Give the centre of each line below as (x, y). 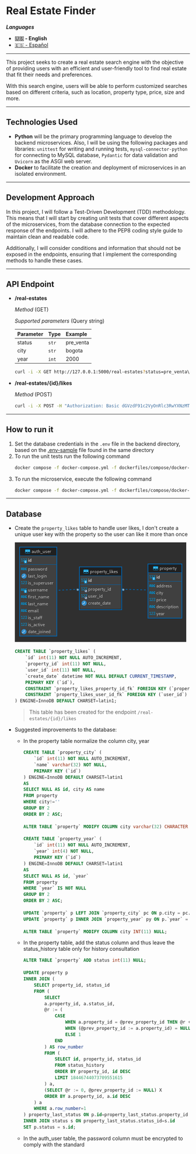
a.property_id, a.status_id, (80, 1004)
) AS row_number (64, 1047)
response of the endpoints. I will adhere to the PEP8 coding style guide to (94, 230)
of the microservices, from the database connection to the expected (88, 224)
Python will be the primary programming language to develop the (93, 136)
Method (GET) (32, 310)
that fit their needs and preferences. (49, 74)
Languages (20, 27)
